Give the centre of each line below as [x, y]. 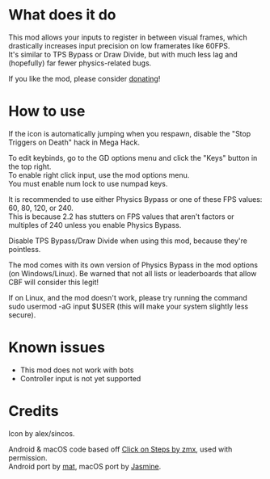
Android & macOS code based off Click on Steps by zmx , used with [120, 449]
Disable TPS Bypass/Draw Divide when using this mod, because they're [128, 241]
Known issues [57, 348]
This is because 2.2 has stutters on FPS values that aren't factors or [121, 216]
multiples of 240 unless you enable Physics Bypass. [95, 225]
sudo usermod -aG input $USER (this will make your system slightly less [129, 306]
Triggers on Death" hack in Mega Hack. [74, 142]
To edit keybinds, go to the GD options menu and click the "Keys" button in [133, 158]
